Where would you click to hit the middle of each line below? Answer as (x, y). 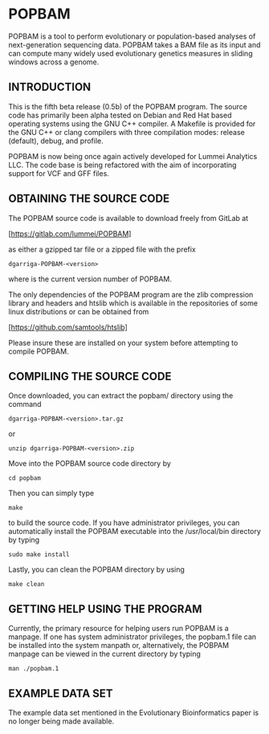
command (25, 404)
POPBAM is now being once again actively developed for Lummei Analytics (133, 156)
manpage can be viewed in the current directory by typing (104, 654)
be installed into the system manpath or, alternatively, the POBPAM (119, 646)
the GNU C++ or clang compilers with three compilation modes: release (126, 132)
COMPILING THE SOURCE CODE (90, 376)
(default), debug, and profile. (56, 141)
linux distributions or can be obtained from (79, 311)
